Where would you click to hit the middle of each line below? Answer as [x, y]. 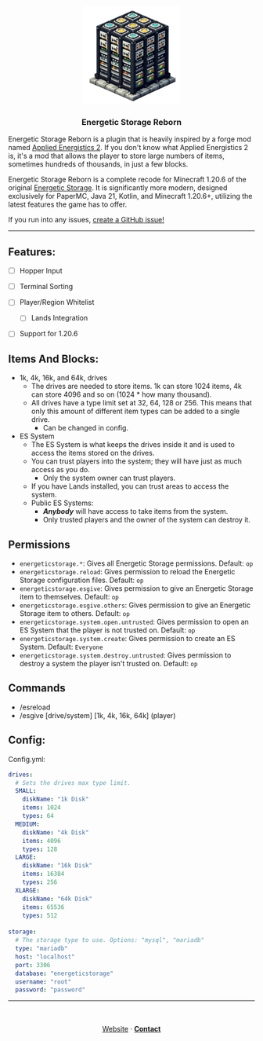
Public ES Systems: [62, 503]
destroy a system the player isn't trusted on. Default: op [108, 664]
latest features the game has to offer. [68, 204]
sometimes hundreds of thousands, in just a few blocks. [98, 164]
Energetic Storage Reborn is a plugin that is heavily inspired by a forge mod [130, 139]
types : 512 [40, 915]
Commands [37, 688]
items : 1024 [41, 808]
